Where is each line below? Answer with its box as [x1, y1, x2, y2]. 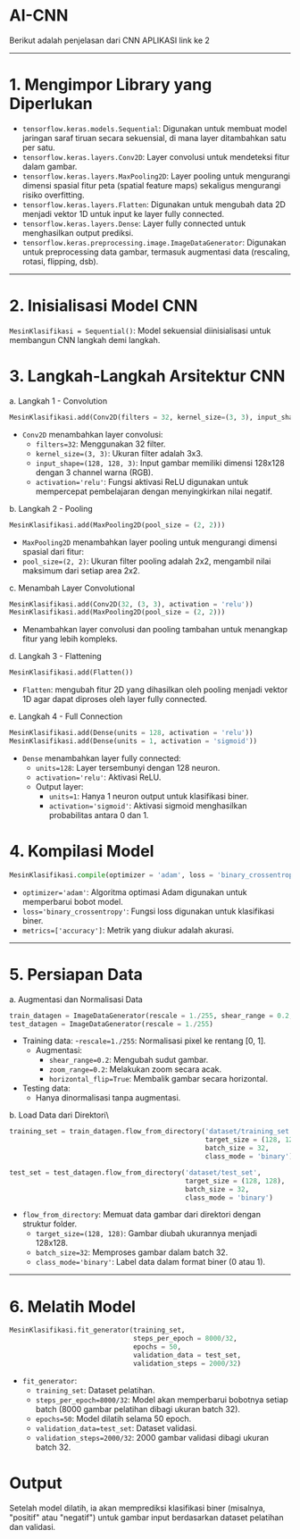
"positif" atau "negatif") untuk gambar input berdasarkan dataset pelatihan [9, 1511, 284, 1523]
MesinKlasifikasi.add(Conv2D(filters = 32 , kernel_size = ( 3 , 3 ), [9, 413, 254, 422]
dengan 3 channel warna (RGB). [35, 466, 154, 478]
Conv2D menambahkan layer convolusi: [21, 429, 163, 439]
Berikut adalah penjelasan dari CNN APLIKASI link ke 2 [9, 35, 210, 46]
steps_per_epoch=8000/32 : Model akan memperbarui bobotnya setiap [35, 1394, 288, 1405]
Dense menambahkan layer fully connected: [21, 752, 181, 764]
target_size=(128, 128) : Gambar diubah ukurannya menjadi [35, 1228, 257, 1239]
